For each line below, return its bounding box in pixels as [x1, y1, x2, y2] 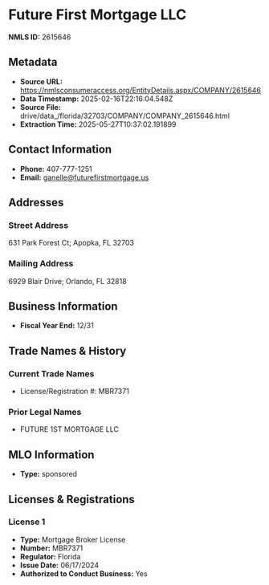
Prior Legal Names [8, 406, 82, 417]
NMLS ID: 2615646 [8, 32, 71, 42]
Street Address [8, 219, 69, 230]
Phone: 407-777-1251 [19, 164, 92, 173]
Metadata [8, 55, 58, 69]
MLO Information [8, 448, 95, 461]
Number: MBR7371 [19, 543, 84, 553]
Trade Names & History [8, 343, 127, 358]
